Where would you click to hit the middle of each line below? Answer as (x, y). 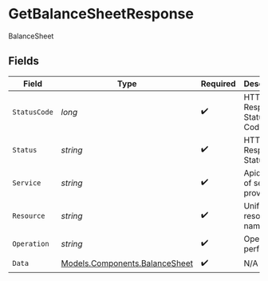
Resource (29, 216)
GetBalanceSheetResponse (101, 14)
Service (27, 183)
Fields (24, 61)
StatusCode (33, 112)
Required (219, 83)
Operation (31, 243)
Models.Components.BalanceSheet (127, 263)
